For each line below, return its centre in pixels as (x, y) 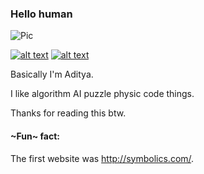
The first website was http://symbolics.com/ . (102, 158)
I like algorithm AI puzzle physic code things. (102, 94)
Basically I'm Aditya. (52, 74)
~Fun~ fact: (35, 136)
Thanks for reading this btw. (68, 113)
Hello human (41, 14)
